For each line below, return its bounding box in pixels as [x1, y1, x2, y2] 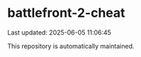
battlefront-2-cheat [7, 5, 125, 21]
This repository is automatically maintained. [7, 42, 135, 50]
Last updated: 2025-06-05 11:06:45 [7, 28, 112, 37]
